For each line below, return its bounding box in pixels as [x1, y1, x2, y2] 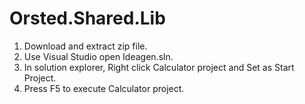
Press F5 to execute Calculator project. [23, 82, 185, 94]
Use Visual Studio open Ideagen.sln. [23, 50, 174, 62]
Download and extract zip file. [23, 40, 148, 52]
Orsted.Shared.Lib [9, 7, 166, 30]
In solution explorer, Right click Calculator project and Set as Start [23, 61, 295, 73]
